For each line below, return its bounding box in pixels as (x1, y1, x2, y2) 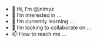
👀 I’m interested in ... (11, 12, 62, 19)
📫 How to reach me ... (11, 31, 66, 37)
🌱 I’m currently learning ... (11, 18, 75, 24)
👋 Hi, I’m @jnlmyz (11, 6, 55, 12)
